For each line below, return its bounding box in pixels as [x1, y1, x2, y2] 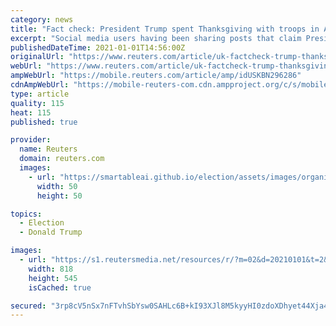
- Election [19, 218, 65, 228]
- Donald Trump [19, 227, 83, 238]
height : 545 [28, 273, 78, 283]
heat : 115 [10, 107, 52, 118]
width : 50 [36, 181, 78, 191]
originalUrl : [10, 52, 65, 62]
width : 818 [28, 264, 74, 274]
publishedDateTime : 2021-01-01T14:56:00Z [10, 42, 186, 53]
